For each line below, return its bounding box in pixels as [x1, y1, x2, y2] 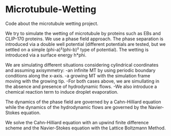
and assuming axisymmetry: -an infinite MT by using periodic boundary [5, 67, 156, 73]
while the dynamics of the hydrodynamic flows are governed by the [5, 104, 148, 110]
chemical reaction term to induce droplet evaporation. [5, 89, 118, 95]
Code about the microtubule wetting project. [5, 20, 99, 26]
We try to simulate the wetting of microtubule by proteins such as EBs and [5, 30, 161, 36]
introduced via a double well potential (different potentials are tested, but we [5, 41, 166, 47]
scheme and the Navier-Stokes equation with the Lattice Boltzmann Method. [5, 125, 166, 131]
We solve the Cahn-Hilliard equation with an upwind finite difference [5, 119, 149, 125]
